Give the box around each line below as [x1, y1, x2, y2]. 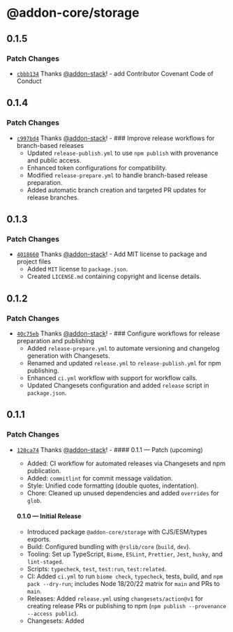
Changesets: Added [27, 616, 84, 625]
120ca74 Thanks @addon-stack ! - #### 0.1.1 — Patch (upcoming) [16, 445, 204, 454]
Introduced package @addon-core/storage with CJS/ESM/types [27, 527, 207, 536]
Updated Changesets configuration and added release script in [27, 381, 209, 389]
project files [16, 257, 52, 266]
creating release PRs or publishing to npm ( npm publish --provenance [27, 601, 227, 610]
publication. [27, 466, 61, 475]
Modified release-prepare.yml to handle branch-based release [27, 171, 208, 179]
